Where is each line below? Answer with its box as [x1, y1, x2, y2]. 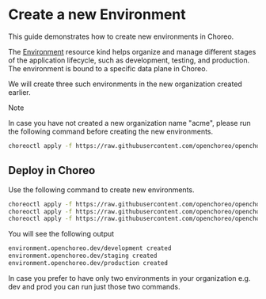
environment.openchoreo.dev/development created [8, 244, 172, 252]
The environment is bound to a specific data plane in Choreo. [8, 63, 208, 73]
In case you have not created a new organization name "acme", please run [8, 118, 251, 127]
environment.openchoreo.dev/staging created [8, 252, 158, 260]
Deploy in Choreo [8, 164, 96, 177]
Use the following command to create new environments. [8, 184, 196, 195]
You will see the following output [8, 229, 115, 239]
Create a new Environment [8, 6, 186, 24]
